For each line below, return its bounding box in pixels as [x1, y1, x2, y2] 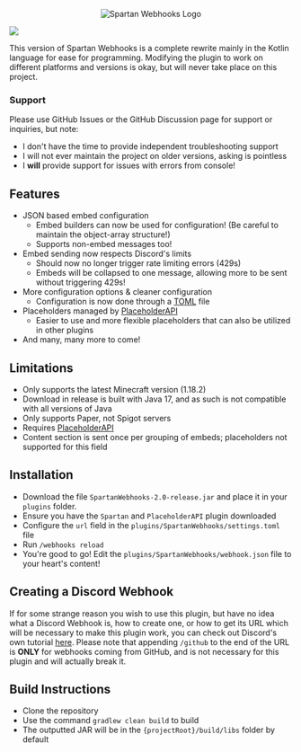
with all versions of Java [22, 403, 112, 413]
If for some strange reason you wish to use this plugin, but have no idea [9, 607, 275, 619]
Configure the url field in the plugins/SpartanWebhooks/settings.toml [22, 519, 280, 530]
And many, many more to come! [22, 334, 141, 345]
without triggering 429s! [35, 277, 126, 288]
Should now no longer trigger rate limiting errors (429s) [35, 258, 242, 269]
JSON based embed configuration [22, 210, 150, 221]
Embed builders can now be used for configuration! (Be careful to [35, 220, 279, 231]
